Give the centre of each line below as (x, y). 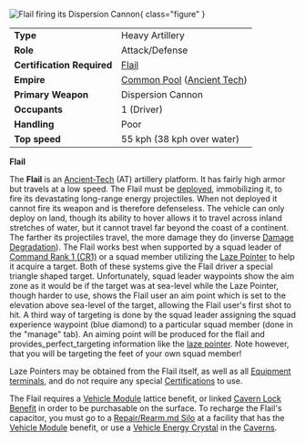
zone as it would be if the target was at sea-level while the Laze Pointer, (144, 286)
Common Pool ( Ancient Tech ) (184, 80)
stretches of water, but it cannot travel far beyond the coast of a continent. (149, 227)
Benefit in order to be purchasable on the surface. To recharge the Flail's (146, 408)
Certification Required (63, 65)
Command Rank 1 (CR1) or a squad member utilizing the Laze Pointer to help (152, 257)
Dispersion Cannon (162, 94)
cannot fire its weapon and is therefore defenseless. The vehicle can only (147, 208)
